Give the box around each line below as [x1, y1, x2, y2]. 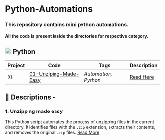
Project [7, 62, 25, 69]
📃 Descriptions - [5, 93, 56, 101]
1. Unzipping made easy [5, 108, 63, 114]
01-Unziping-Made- [29, 70, 80, 77]
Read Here [129, 73, 154, 80]
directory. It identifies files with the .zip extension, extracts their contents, [5, 124, 156, 130]
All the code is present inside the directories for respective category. [5, 33, 149, 39]
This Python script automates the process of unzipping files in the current [5, 119, 155, 125]
